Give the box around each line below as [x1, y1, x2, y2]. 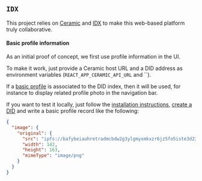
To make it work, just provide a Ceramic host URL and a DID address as [6, 65, 183, 72]
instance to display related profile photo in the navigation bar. [6, 89, 158, 97]
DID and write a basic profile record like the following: [6, 107, 139, 115]
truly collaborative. [6, 25, 53, 33]
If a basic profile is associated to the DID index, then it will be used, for [6, 83, 181, 90]
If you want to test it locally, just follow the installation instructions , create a [6, 101, 192, 108]
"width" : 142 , [22, 141, 58, 147]
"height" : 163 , [22, 147, 61, 153]
